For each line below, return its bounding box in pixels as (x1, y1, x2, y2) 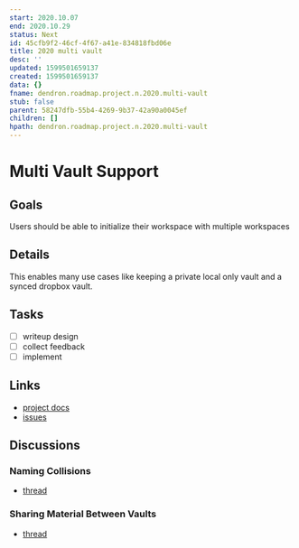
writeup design (22, 330, 79, 341)
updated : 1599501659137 (9, 64, 99, 73)
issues (22, 412, 47, 423)
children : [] (9, 114, 59, 123)
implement (22, 351, 62, 362)
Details (9, 247, 50, 263)
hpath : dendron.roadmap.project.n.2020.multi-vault (9, 123, 208, 132)
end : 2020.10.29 (9, 22, 70, 31)
